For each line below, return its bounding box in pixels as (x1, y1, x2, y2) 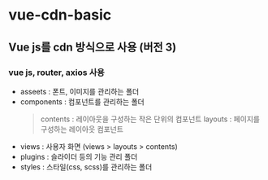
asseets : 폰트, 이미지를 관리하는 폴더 (19, 86, 140, 96)
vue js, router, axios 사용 (8, 67, 106, 78)
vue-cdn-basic (8, 6, 112, 24)
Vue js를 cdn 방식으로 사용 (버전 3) (8, 40, 177, 54)
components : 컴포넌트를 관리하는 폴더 (19, 96, 145, 107)
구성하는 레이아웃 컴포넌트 (40, 124, 124, 134)
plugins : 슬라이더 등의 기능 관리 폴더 (19, 151, 138, 161)
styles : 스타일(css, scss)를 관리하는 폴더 (19, 161, 153, 172)
